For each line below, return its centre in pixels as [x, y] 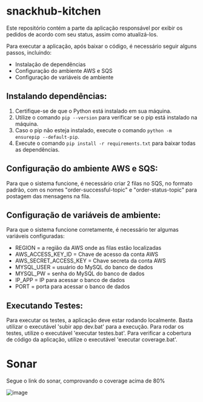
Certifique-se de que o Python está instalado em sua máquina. [93, 111]
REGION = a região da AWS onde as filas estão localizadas [88, 248]
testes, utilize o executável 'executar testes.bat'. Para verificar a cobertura [99, 333]
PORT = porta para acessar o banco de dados [72, 287]
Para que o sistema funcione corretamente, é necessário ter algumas [92, 230]
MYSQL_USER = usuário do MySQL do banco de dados [84, 267]
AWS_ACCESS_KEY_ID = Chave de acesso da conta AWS [87, 254]
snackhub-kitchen [54, 11]
